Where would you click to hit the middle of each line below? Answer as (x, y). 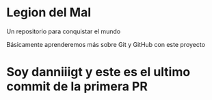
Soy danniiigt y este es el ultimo (98, 72)
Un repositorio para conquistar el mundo (64, 31)
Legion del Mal (49, 13)
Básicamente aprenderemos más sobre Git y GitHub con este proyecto (106, 44)
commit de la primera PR (77, 87)
